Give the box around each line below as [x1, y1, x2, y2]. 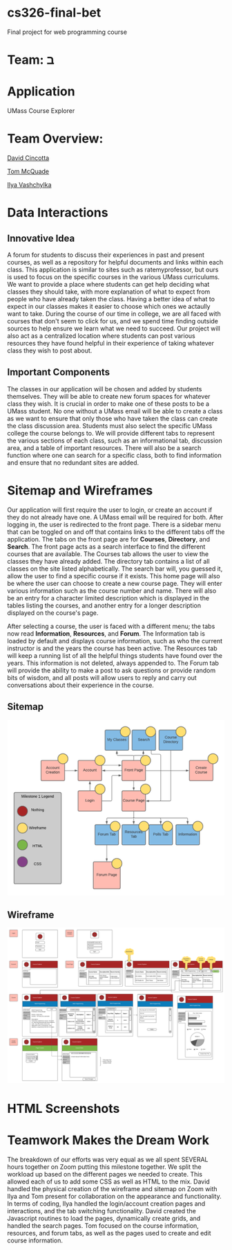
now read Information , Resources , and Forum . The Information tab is [7, 629, 206, 638]
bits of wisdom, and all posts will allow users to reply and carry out [7, 673, 197, 681]
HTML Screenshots [7, 1100, 120, 1116]
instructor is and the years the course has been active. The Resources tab [7, 644, 217, 652]
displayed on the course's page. [7, 608, 99, 617]
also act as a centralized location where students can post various [7, 332, 195, 340]
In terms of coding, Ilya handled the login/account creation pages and [7, 1199, 206, 1208]
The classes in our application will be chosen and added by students [7, 384, 202, 393]
